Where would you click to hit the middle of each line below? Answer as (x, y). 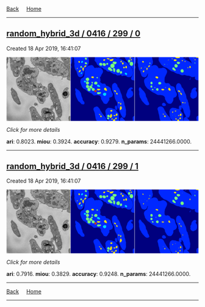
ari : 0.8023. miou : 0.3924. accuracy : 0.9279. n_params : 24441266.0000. (99, 141)
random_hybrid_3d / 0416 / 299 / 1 (73, 166)
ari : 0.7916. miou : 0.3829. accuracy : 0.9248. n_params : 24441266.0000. (99, 274)
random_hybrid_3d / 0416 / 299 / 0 (74, 34)
